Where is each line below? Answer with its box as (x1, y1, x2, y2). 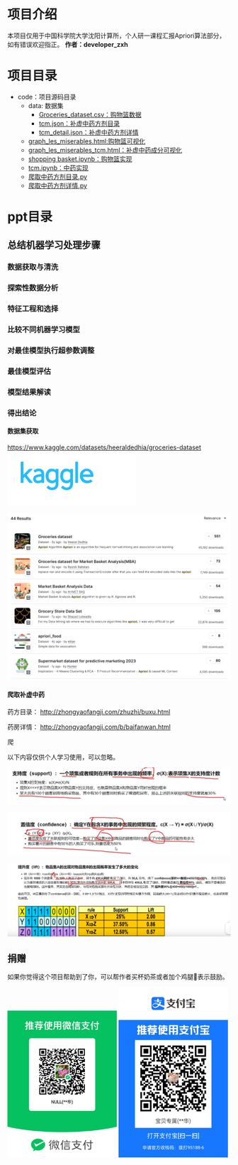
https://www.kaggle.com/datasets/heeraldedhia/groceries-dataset (7, 443, 202, 452)
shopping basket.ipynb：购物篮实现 (28, 154, 132, 163)
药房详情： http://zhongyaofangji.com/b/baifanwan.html (7, 722, 171, 731)
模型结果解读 (7, 387, 52, 397)
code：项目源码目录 (17, 92, 76, 101)
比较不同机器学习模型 (7, 324, 80, 334)
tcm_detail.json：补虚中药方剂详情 (38, 128, 139, 136)
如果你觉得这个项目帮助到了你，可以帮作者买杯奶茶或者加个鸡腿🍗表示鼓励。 (7, 973, 229, 981)
